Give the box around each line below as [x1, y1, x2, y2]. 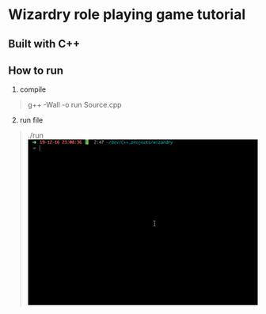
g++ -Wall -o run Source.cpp [27, 100, 122, 110]
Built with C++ [8, 37, 81, 51]
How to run [8, 63, 64, 77]
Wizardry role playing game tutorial [8, 6, 246, 24]
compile [19, 85, 46, 94]
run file [19, 115, 44, 125]
